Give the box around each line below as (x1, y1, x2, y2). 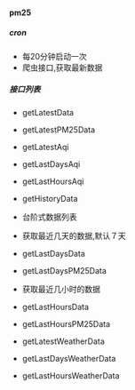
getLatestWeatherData (21, 336, 105, 346)
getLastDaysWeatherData (21, 353, 116, 363)
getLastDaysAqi (21, 158, 81, 169)
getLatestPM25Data (21, 124, 96, 135)
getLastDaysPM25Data (21, 265, 107, 275)
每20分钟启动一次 (21, 51, 87, 61)
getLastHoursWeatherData (21, 370, 120, 381)
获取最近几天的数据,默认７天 (21, 230, 126, 241)
